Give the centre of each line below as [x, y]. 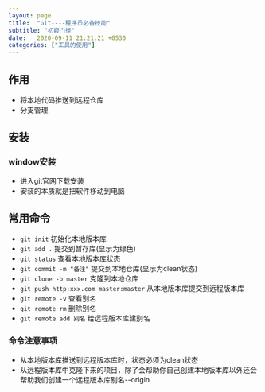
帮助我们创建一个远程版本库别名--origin [85, 379]
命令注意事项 [33, 341]
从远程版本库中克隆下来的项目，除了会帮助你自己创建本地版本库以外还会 [138, 370]
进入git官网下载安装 [52, 180]
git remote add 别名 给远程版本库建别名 [85, 318]
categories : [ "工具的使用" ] [52, 45]
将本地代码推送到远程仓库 [62, 99]
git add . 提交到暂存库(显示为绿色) [78, 249]
